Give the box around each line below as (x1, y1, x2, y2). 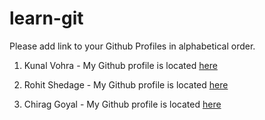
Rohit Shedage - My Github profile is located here (23, 78, 229, 91)
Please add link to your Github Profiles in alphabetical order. (9, 40, 256, 52)
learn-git (9, 7, 84, 30)
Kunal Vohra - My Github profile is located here (23, 59, 218, 71)
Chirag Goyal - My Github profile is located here (23, 98, 222, 110)
